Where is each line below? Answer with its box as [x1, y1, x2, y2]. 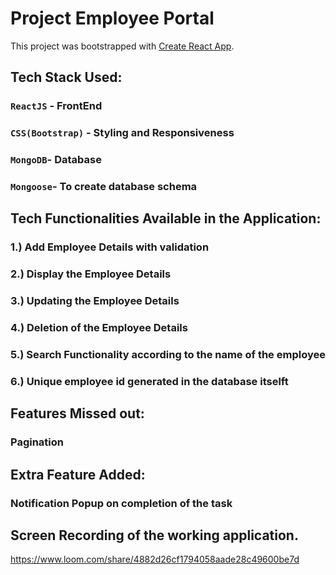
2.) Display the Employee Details [10, 267, 172, 281]
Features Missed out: [10, 405, 145, 422]
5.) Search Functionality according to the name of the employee [10, 348, 326, 362]
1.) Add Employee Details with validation [10, 240, 210, 254]
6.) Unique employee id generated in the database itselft [10, 374, 289, 388]
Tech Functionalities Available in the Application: [10, 210, 322, 227]
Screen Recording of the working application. [10, 527, 299, 544]
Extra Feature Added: [10, 466, 146, 483]
